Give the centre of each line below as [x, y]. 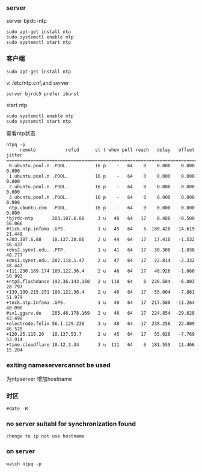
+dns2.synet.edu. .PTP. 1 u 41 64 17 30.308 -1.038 [101, 250]
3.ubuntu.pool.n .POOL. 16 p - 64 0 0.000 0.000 [102, 197]
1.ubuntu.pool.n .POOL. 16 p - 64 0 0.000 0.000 [102, 176]
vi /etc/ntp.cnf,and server [38, 82]
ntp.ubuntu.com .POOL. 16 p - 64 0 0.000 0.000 [102, 208]
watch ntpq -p [24, 464]
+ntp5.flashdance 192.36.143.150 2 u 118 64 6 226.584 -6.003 [101, 281]
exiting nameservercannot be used [58, 365]
